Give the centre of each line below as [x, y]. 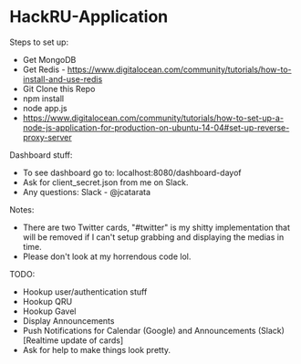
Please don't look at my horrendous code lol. [107, 256]
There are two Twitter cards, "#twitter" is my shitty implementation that [156, 227]
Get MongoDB [49, 59]
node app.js [45, 108]
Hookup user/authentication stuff [85, 291]
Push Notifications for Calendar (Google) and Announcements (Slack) [154, 330]
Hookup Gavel [49, 311]
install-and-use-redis [62, 78]
